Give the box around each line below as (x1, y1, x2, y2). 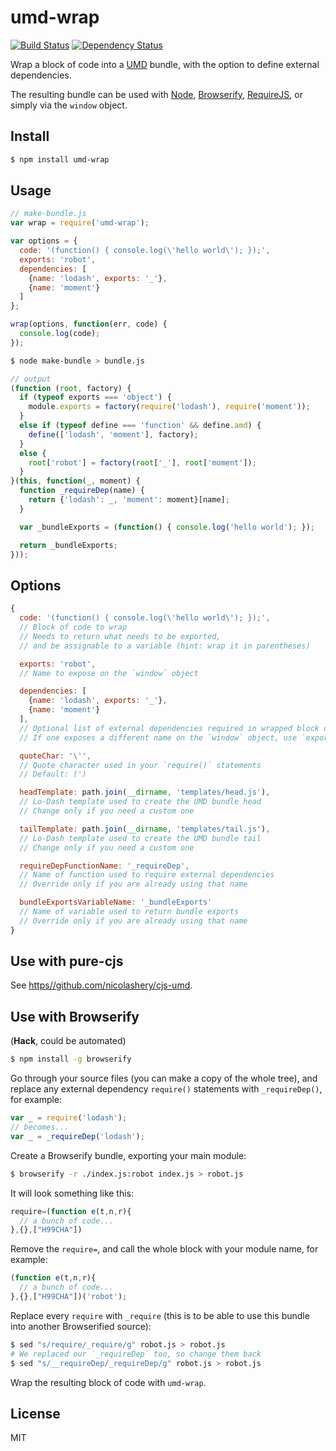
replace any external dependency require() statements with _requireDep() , (10, 1083, 323, 1095)
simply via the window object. (10, 99, 128, 111)
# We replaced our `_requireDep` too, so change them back (10, 1349, 262, 1359)
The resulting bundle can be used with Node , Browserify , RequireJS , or (10, 88, 303, 100)
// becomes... (10, 1122, 70, 1132)
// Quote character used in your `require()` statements (19, 760, 262, 770)
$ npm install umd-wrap (10, 154, 110, 165)
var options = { (10, 236, 78, 246)
